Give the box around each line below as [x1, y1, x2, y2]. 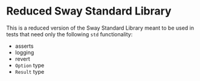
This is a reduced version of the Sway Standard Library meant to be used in [6, 24, 195, 31]
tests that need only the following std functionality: [6, 30, 133, 37]
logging [15, 48, 34, 56]
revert [15, 55, 30, 62]
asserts [15, 42, 34, 50]
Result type [15, 68, 45, 75]
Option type [15, 62, 45, 69]
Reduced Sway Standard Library [6, 4, 172, 18]
